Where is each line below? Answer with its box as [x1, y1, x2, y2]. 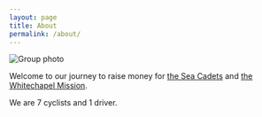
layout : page [9, 12, 58, 22]
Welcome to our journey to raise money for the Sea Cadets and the [9, 71, 253, 82]
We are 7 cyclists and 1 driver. [9, 97, 118, 108]
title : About [9, 21, 58, 30]
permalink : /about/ [9, 29, 81, 38]
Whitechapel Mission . [9, 81, 89, 91]
